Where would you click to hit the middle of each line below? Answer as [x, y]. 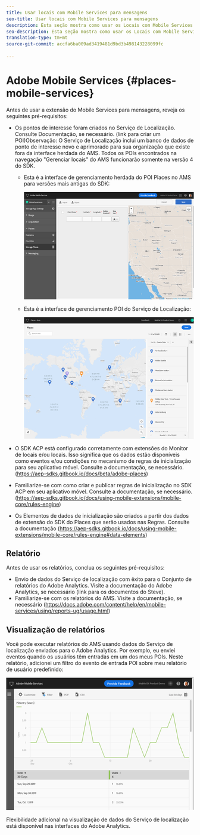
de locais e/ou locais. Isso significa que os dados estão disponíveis [97, 454]
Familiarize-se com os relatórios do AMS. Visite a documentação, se [99, 598]
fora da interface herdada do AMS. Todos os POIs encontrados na [96, 153]
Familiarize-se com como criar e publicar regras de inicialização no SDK [103, 485]
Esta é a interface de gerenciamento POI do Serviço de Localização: [107, 309]
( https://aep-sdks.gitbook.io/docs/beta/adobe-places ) [82, 474]
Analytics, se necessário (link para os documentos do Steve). [90, 592]
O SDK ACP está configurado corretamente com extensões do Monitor [101, 448]
